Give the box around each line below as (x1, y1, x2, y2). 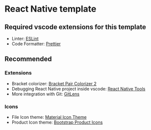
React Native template (4, 3, 97, 15)
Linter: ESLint (11, 36, 39, 41)
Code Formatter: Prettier (11, 41, 61, 47)
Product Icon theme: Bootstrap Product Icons (11, 119, 103, 125)
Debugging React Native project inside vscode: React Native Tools (11, 86, 146, 92)
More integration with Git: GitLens (11, 91, 80, 97)
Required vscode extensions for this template (4, 23, 146, 31)
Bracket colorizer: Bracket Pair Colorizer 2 (11, 80, 97, 86)
